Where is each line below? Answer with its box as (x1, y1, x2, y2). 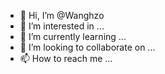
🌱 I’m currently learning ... (19, 31, 127, 42)
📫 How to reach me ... (19, 53, 113, 64)
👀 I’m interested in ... (19, 20, 105, 32)
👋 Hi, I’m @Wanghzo (19, 10, 105, 21)
